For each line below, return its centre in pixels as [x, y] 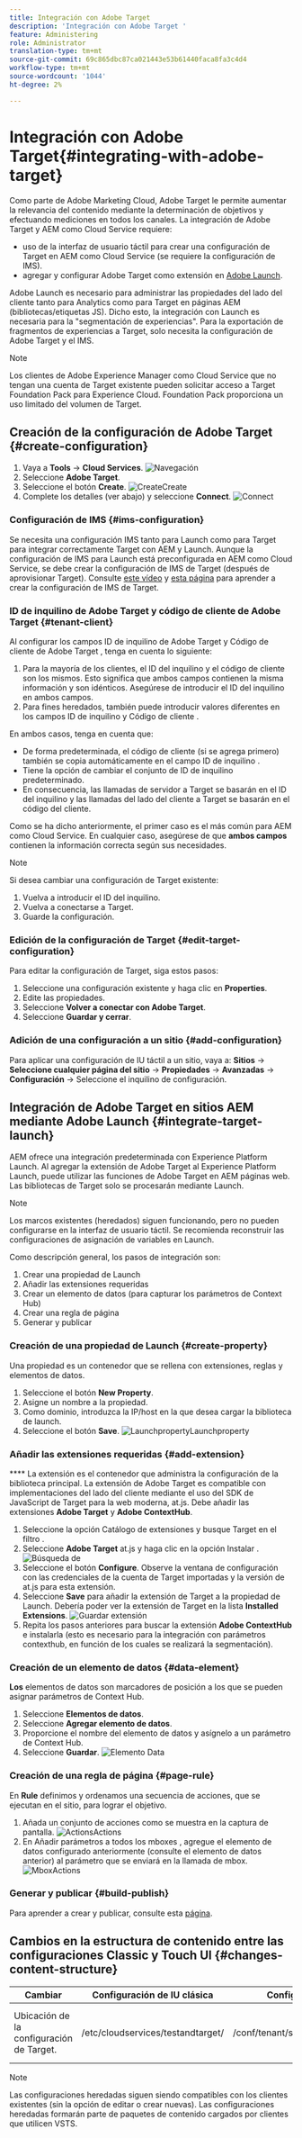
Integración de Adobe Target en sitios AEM [132, 1107]
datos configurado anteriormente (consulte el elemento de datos [142, 1851]
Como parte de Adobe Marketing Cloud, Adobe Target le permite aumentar [148, 200]
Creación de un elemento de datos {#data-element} [124, 1667]
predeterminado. [53, 780]
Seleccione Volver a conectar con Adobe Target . [114, 1007]
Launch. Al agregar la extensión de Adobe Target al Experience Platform [143, 1167]
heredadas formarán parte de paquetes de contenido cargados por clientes [149, 2114]
